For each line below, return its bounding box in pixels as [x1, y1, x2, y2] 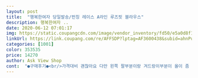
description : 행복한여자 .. [6, 19, 69, 25]
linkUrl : [6, 36, 28, 42]
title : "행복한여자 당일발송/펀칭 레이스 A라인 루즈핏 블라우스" [6, 14, 144, 20]
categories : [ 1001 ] [6, 42, 54, 48]
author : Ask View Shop [6, 57, 62, 63]
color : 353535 [6, 47, 41, 53]
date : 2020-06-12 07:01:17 [6, 25, 72, 31]
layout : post [6, 8, 38, 15]
